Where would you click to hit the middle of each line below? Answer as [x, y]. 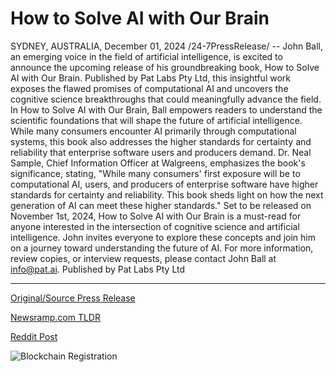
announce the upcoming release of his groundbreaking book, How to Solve [165, 67]
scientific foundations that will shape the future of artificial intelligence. [156, 120]
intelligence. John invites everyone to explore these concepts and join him [163, 237]
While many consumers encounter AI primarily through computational [153, 131]
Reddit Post [34, 336]
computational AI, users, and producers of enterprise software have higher [164, 184]
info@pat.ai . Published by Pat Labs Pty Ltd [97, 269]
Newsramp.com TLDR [55, 317]
